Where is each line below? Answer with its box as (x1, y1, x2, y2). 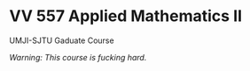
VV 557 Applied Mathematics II (9, 6, 242, 26)
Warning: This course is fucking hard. (9, 52, 147, 62)
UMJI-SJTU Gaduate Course (9, 35, 114, 46)
